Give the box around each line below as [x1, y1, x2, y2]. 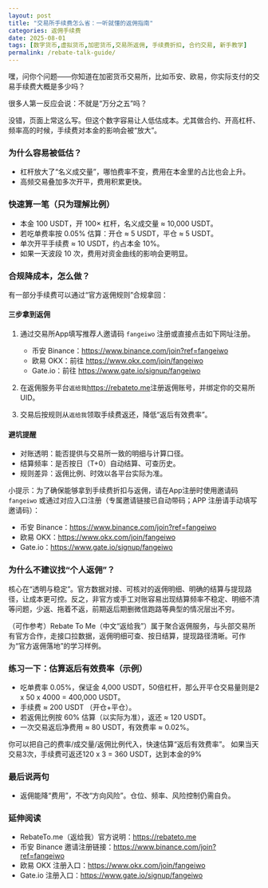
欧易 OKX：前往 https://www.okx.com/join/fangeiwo [31, 356, 203, 365]
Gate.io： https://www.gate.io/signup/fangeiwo [19, 543, 173, 552]
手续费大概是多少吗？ [14, 81, 85, 91]
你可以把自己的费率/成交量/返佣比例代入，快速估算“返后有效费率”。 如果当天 [8, 739, 259, 748]
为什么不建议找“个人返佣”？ [8, 564, 116, 575]
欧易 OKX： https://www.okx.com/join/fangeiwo [19, 532, 176, 543]
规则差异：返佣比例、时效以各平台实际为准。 [19, 468, 167, 479]
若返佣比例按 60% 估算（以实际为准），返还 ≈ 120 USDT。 [19, 712, 211, 722]
